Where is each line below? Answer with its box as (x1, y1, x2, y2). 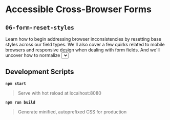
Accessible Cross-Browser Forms (5, 4, 152, 15)
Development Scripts (5, 68, 74, 76)
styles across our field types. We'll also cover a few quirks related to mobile (5, 42, 165, 47)
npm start (5, 81, 27, 86)
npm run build (5, 100, 36, 105)
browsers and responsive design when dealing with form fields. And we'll (5, 47, 160, 53)
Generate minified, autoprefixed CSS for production (17, 108, 127, 115)
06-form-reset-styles (5, 24, 74, 31)
